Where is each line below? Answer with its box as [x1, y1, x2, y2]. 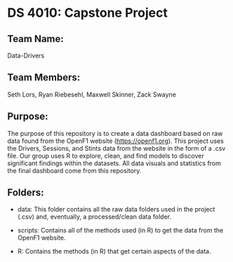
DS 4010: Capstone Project [7, 5, 168, 21]
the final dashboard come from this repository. [7, 166, 142, 174]
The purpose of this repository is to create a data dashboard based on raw [7, 129, 223, 137]
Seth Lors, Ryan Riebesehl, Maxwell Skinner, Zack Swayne [7, 90, 177, 99]
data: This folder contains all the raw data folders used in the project [17, 205, 215, 214]
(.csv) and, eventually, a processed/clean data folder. [17, 212, 172, 221]
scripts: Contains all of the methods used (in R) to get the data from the [17, 226, 224, 235]
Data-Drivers [7, 51, 45, 60]
